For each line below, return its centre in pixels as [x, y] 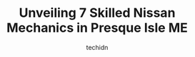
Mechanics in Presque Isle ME [97, 28]
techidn [97, 47]
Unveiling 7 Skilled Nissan [97, 13]
